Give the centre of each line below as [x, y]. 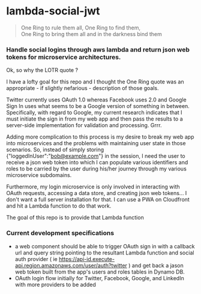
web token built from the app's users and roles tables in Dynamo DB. [100, 272]
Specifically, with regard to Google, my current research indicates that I [94, 113]
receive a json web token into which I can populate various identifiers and [97, 163]
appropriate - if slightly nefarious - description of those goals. [82, 88]
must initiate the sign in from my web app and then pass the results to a [94, 119]
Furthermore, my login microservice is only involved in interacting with [93, 187]
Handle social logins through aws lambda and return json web [98, 49]
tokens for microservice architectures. [64, 57]
